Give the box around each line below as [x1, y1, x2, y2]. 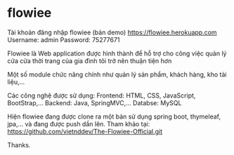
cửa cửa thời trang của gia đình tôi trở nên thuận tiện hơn [7, 56, 172, 65]
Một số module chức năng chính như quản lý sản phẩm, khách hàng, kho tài [7, 70, 227, 79]
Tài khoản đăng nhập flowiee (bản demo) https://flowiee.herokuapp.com [7, 28, 217, 36]
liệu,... [7, 77, 25, 86]
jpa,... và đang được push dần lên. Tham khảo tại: [7, 119, 150, 128]
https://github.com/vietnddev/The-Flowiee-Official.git [7, 127, 163, 135]
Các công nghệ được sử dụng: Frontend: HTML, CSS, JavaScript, [7, 91, 196, 100]
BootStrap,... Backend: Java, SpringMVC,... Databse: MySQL [7, 98, 182, 107]
